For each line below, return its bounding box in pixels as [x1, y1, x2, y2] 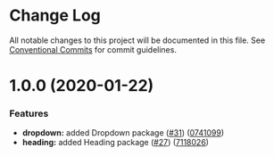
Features [9, 108, 49, 120]
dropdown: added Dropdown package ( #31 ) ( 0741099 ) [21, 127, 225, 138]
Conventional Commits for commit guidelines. [9, 44, 177, 54]
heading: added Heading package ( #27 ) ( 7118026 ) [21, 137, 210, 148]
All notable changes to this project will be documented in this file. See [9, 35, 266, 45]
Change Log [9, 5, 101, 26]
